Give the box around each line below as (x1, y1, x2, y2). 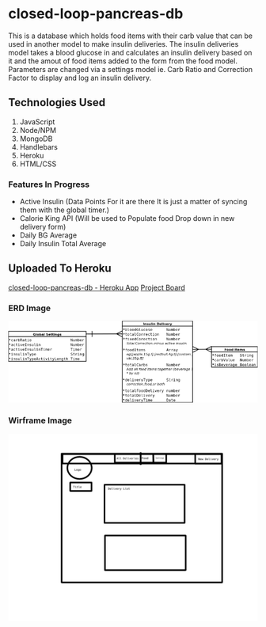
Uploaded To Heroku (8, 262, 112, 275)
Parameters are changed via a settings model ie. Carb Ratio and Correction (8, 64, 253, 74)
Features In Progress (8, 179, 89, 190)
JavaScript (19, 116, 55, 127)
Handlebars (19, 142, 58, 151)
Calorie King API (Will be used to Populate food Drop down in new (19, 214, 235, 223)
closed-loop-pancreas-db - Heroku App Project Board (8, 283, 186, 292)
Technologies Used (8, 96, 105, 109)
